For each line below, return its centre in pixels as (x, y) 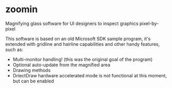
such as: (14, 49)
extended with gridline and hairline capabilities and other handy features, (83, 44)
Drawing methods (32, 70)
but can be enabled (33, 81)
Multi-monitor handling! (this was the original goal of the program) (83, 59)
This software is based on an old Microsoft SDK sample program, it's (78, 39)
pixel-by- (149, 23)
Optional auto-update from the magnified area (61, 65)
